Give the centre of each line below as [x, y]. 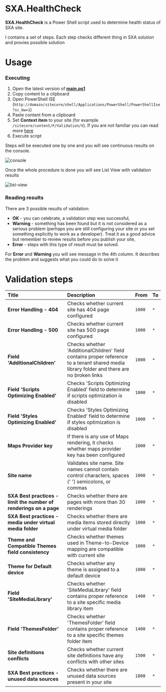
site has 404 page [88, 309]
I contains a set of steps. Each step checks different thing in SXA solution [80, 37]
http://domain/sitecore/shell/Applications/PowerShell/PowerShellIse [87, 105]
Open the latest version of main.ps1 [49, 89]
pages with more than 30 [96, 502]
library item [80, 608]
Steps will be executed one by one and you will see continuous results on [80, 146]
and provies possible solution [35, 42]
